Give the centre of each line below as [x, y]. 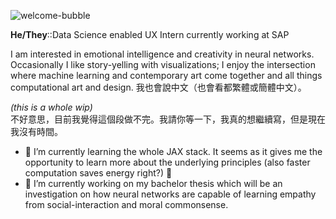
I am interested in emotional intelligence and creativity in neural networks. [162, 54]
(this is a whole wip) [51, 107]
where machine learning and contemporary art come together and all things [166, 75]
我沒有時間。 [36, 131]
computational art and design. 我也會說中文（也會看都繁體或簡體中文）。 [158, 87]
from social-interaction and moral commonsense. [126, 204]
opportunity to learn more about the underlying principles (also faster [167, 162]
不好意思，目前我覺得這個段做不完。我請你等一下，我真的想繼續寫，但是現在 [168, 119]
